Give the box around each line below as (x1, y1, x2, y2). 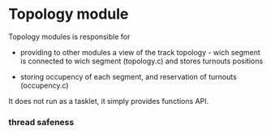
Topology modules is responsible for (8, 32, 131, 41)
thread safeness (8, 116, 75, 128)
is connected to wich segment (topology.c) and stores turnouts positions (19, 56, 264, 66)
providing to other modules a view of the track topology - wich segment (19, 47, 261, 57)
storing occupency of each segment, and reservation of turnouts (19, 71, 237, 81)
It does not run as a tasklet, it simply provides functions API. (8, 96, 209, 106)
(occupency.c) (19, 80, 69, 90)
